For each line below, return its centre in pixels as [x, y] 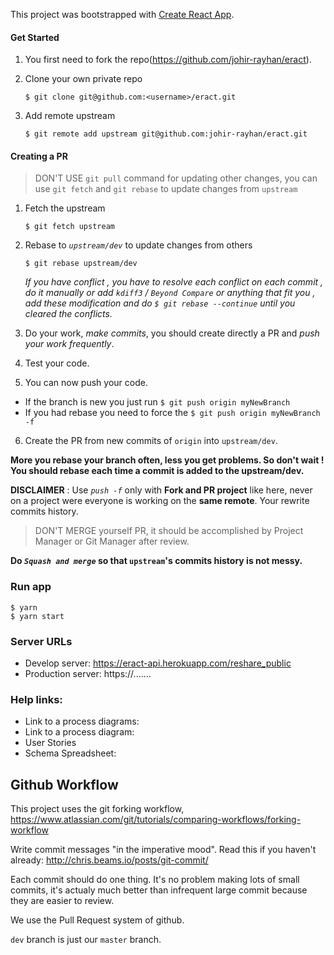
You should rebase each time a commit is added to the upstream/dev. [157, 471]
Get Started [35, 37]
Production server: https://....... [88, 673]
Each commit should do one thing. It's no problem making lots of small [155, 880]
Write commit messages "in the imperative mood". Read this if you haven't [163, 850]
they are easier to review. [62, 901]
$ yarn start [37, 616]
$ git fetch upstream [69, 227]
